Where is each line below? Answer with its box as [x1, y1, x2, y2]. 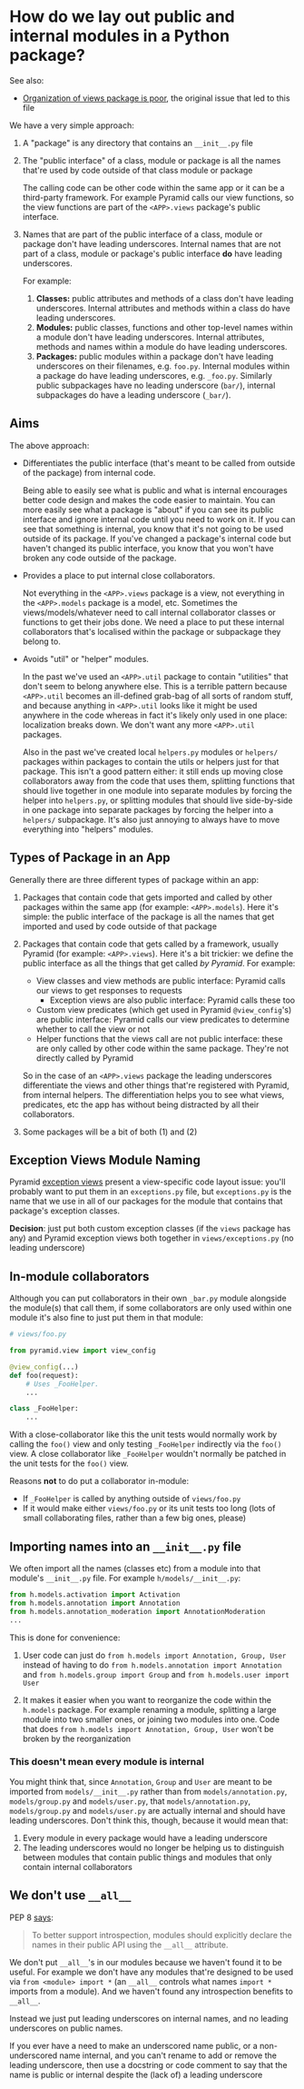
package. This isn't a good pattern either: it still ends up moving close [22, 766, 284, 777]
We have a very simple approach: [9, 120, 134, 131]
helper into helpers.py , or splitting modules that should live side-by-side [22, 795, 293, 806]
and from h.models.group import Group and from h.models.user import [22, 1668, 290, 1679]
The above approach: [9, 440, 90, 450]
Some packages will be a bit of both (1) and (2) [22, 1126, 198, 1137]
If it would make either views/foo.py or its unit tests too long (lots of [22, 1503, 276, 1514]
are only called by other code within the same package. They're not [35, 1043, 289, 1054]
